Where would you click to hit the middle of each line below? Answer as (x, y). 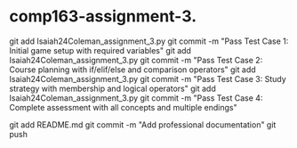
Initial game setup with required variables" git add (100, 50)
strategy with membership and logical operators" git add (112, 88)
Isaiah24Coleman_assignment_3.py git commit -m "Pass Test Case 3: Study (148, 78)
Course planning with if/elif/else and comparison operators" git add (132, 70)
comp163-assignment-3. (103, 16)
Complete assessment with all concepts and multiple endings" (123, 107)
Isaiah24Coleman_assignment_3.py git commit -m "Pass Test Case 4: (136, 98)
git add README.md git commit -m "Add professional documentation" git (143, 124)
